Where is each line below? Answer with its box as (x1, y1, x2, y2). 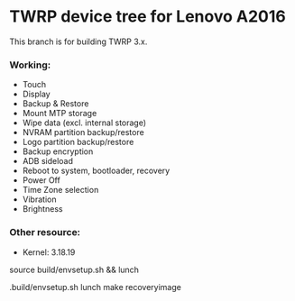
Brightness (22, 204, 63, 214)
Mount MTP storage (22, 108, 97, 119)
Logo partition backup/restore (22, 137, 134, 148)
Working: (9, 59, 51, 71)
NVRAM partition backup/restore (22, 127, 144, 138)
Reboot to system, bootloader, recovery (22, 165, 171, 177)
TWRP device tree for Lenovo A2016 (9, 6, 286, 27)
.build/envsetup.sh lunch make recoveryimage (9, 281, 182, 292)
